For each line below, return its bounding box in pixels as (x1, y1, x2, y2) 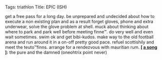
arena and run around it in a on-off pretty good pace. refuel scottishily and (5, 39, 154, 45)
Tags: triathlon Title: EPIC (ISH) (5, 4, 67, 10)
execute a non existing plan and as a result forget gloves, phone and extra (5, 19, 153, 24)
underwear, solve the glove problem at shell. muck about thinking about (5, 24, 149, 30)
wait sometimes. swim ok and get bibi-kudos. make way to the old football (5, 34, 154, 40)
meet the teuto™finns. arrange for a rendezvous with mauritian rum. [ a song (5, 45, 157, 50)
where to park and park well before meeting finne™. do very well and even (5, 29, 153, 34)
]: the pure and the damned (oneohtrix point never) (5, 49, 107, 55)
